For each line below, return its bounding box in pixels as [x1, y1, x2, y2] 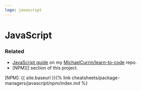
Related [5, 48, 25, 55]
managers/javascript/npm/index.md [5, 80, 80, 86]
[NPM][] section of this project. [12, 65, 78, 71]
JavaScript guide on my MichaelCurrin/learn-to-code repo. [12, 59, 137, 65]
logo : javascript [5, 7, 42, 13]
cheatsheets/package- [72, 75, 120, 81]
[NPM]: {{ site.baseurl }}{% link [5, 75, 71, 81]
